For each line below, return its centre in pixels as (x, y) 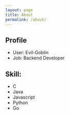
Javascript (24, 97)
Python (20, 102)
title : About (19, 15)
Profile (16, 40)
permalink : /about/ (26, 19)
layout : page (19, 10)
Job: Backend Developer (39, 58)
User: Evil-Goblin (30, 53)
